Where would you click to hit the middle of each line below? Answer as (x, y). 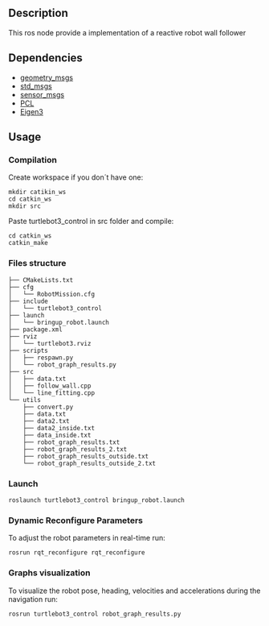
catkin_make (28, 243)
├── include (28, 301)
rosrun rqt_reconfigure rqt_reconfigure (77, 553)
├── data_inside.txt (57, 435)
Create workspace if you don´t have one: (76, 177)
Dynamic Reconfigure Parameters (75, 520)
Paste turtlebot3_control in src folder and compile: (91, 222)
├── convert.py (48, 407)
